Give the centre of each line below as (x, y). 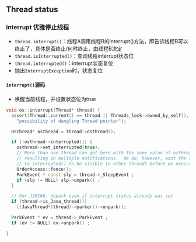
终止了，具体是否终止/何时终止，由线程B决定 (68, 49)
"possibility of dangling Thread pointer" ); (71, 121)
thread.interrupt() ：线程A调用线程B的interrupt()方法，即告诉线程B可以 (101, 41)
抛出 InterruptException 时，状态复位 (59, 70)
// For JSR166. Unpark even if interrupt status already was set (92, 196)
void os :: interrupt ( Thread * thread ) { (53, 110)
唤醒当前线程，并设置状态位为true (55, 99)
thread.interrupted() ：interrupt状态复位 (64, 63)
